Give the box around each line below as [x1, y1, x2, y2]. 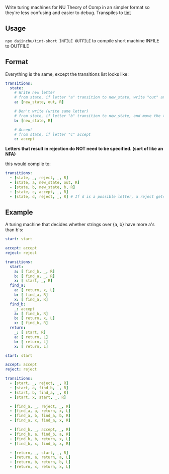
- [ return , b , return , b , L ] [10, 459, 71, 465]
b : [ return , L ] [14, 339, 49, 344]
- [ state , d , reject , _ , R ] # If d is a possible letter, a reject [10, 194, 154, 199]
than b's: [5, 227, 24, 233]
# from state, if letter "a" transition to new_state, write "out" [14, 95, 158, 100]
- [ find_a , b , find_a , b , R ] [10, 413, 71, 418]
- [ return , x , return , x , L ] [10, 464, 71, 469]
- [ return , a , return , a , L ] [10, 455, 71, 460]
